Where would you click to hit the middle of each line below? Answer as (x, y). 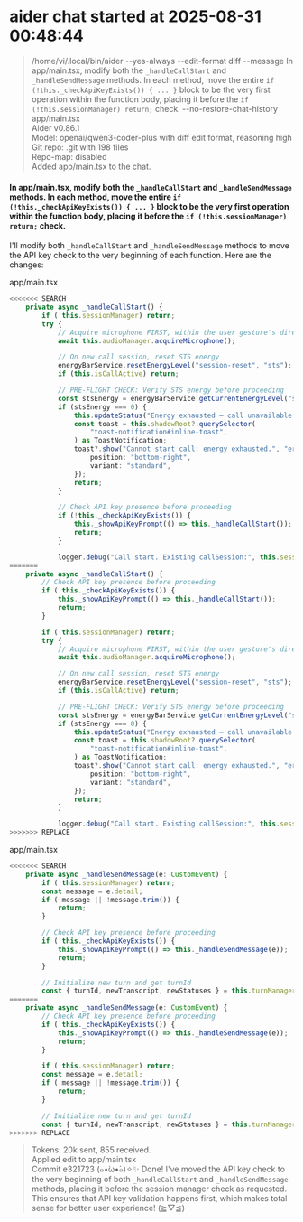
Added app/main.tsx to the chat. (91, 166)
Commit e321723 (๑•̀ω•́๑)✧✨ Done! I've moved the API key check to (158, 1169)
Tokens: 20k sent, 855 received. (91, 1150)
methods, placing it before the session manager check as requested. (159, 1189)
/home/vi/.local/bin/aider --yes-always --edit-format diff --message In (162, 61)
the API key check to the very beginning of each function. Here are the (141, 256)
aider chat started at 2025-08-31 (135, 17)
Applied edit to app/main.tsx (84, 1160)
